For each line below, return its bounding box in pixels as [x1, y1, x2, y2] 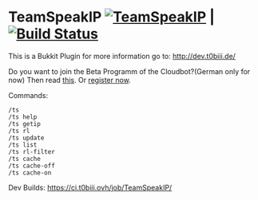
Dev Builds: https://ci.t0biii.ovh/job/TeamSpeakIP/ [8, 182, 173, 192]
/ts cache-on [8, 168, 52, 177]
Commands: [8, 90, 49, 100]
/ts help [8, 112, 38, 121]
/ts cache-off [8, 162, 56, 170]
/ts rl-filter [8, 147, 56, 155]
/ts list [8, 140, 38, 149]
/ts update [8, 134, 45, 142]
